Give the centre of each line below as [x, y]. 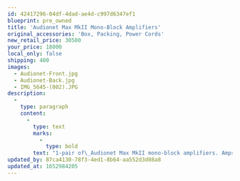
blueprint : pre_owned [40, 21]
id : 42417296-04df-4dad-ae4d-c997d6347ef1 [71, 14]
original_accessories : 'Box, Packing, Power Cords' [86, 34]
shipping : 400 [29, 61]
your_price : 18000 [35, 47]
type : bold [62, 147]
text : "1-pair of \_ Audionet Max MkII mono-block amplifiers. [126, 153]
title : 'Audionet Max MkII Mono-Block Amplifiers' [84, 27]
